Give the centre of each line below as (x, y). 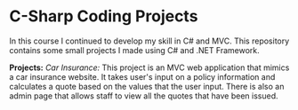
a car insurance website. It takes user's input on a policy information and (142, 76)
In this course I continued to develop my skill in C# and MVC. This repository (149, 41)
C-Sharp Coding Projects (104, 16)
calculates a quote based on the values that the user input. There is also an (147, 86)
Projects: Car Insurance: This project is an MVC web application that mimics (149, 67)
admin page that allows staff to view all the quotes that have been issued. (144, 96)
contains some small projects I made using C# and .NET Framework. (134, 50)
